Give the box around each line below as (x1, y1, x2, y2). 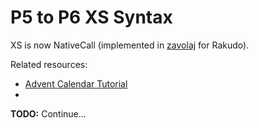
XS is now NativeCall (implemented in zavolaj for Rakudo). (10, 39, 250, 51)
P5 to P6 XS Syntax (10, 6, 173, 29)
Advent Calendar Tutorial (24, 77, 128, 90)
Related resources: (10, 58, 88, 70)
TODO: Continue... (10, 107, 87, 120)
